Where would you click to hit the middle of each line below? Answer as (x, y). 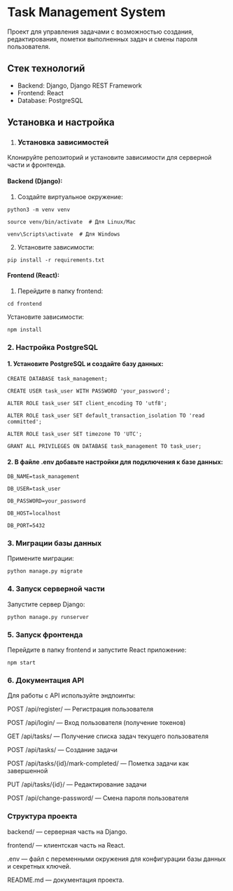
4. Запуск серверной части (56, 589)
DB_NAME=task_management (43, 477)
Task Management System (86, 12)
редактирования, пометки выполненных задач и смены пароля (103, 39)
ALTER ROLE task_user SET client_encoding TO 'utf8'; (87, 403)
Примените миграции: (41, 559)
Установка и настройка (61, 122)
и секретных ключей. (39, 866)
